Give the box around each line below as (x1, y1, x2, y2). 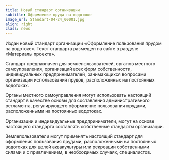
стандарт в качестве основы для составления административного (5, 97, 150, 104)
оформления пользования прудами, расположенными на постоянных (5, 139, 157, 145)
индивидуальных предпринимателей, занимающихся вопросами (5, 71, 147, 77)
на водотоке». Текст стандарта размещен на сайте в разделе (5, 46, 139, 52)
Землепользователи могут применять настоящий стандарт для (5, 133, 143, 139)
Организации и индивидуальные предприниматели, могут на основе (5, 118, 155, 124)
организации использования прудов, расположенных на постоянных (5, 77, 155, 83)
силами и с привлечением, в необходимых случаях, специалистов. (5, 149, 152, 155)
